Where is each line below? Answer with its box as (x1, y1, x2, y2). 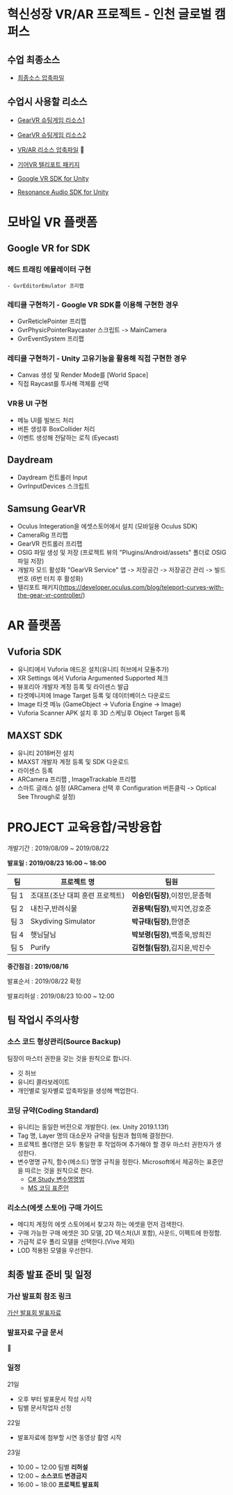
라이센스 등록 (17, 766, 54, 775)
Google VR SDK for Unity (17, 174, 89, 182)
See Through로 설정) (17, 793, 76, 801)
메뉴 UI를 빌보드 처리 (17, 416, 74, 424)
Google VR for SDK (7, 242, 90, 255)
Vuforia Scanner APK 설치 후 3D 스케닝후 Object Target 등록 (17, 709, 186, 717)
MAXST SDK (7, 729, 63, 741)
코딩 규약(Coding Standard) (7, 1106, 99, 1115)
